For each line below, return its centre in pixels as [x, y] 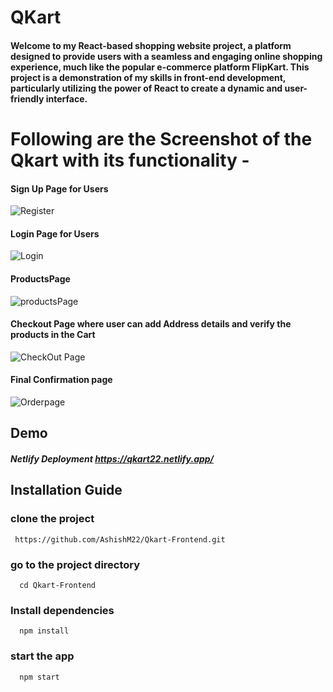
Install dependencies [62, 610]
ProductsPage [40, 278]
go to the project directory [75, 564]
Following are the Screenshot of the [161, 138]
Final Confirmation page [61, 380]
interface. [66, 98]
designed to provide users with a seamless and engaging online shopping [166, 56]
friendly [27, 98]
